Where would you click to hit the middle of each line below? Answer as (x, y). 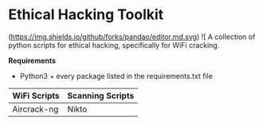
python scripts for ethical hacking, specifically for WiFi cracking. (114, 45)
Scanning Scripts (101, 96)
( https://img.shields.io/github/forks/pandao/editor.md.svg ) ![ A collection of (132, 37)
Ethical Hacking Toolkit (86, 15)
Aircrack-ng (35, 109)
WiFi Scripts (36, 96)
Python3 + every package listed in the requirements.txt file (116, 76)
